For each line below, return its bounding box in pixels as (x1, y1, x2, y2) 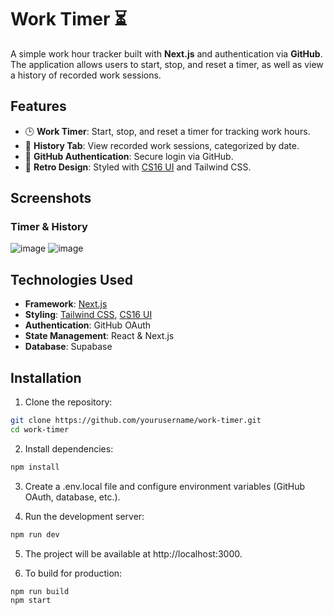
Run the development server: (24, 510, 145, 522)
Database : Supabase (24, 341, 113, 353)
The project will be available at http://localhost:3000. (24, 547, 243, 560)
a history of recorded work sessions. (10, 69, 162, 81)
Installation (10, 369, 82, 386)
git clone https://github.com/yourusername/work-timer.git (10, 416, 262, 426)
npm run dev (10, 529, 60, 540)
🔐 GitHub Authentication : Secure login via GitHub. (24, 150, 234, 162)
